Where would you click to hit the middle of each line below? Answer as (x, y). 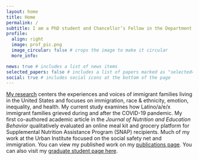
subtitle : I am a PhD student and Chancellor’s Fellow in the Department (99, 28)
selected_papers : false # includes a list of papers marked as (86, 72)
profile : (17, 34)
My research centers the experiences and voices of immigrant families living (99, 94)
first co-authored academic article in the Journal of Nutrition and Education (98, 120)
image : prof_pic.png (37, 45)
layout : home (22, 12)
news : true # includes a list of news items (62, 66)
